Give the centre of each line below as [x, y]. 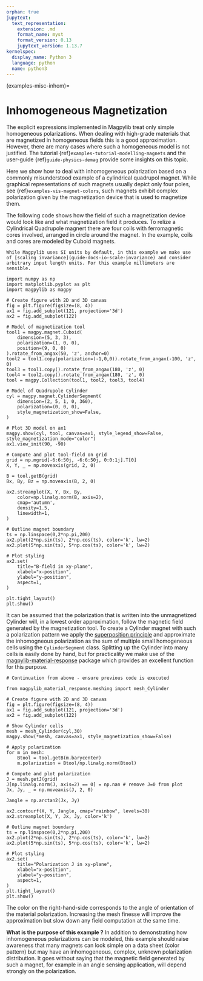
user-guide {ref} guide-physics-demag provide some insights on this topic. [98, 159]
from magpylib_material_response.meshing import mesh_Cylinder [88, 689]
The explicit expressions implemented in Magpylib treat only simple [90, 127]
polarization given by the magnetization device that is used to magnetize [97, 197]
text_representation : [39, 23]
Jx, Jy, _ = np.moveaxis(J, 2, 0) [50, 790]
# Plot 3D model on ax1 [36, 428]
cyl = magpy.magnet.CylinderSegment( [54, 396]
